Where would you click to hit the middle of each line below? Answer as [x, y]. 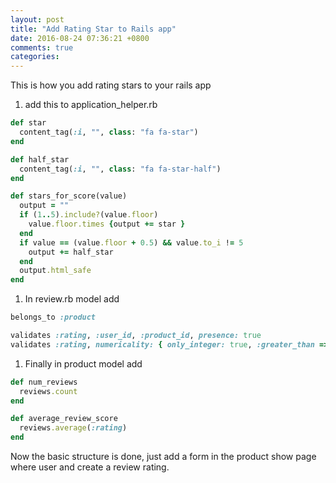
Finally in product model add [83, 363]
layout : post [37, 19]
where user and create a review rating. [90, 467]
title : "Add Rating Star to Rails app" [93, 29]
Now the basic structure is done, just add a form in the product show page [163, 456]
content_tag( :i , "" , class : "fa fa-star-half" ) [120, 169]
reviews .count [48, 391]
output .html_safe [55, 271]
